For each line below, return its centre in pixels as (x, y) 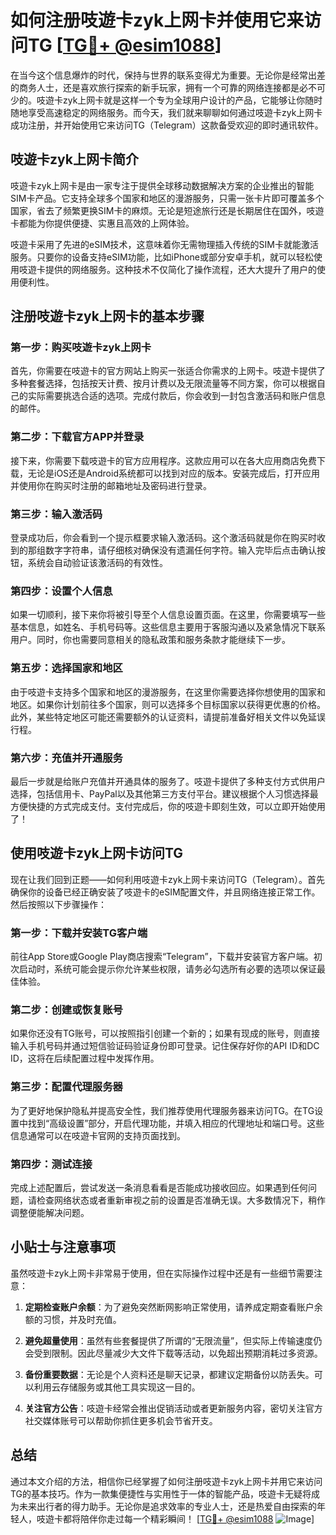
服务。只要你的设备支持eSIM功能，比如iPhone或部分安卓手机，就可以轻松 (162, 257)
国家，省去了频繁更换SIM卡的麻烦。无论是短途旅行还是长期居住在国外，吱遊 (167, 210)
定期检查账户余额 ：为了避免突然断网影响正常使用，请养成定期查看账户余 (173, 1307)
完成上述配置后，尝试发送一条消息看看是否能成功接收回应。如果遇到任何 (159, 1187)
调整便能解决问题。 (50, 1212)
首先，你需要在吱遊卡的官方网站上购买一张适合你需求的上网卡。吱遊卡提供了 (168, 371)
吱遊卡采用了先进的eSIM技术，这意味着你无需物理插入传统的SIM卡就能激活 (164, 244)
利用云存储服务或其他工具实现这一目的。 (117, 1387)
